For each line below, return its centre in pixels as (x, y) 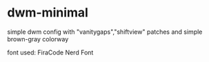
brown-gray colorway (38, 39)
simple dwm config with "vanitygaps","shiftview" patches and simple (105, 32)
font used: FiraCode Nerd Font (50, 52)
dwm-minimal (48, 13)
